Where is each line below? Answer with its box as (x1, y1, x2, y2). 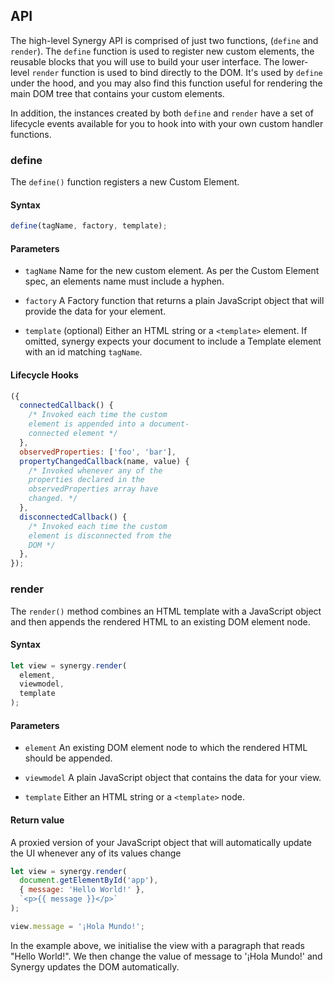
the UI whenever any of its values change (10, 847, 182, 859)
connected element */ (28, 429, 118, 439)
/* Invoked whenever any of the (28, 465, 163, 476)
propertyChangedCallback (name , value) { (19, 456, 190, 466)
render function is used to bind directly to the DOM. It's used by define (31, 66, 323, 78)
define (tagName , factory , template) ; (10, 221, 168, 231)
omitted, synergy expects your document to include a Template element (24, 335, 322, 348)
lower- (281, 55, 309, 68)
